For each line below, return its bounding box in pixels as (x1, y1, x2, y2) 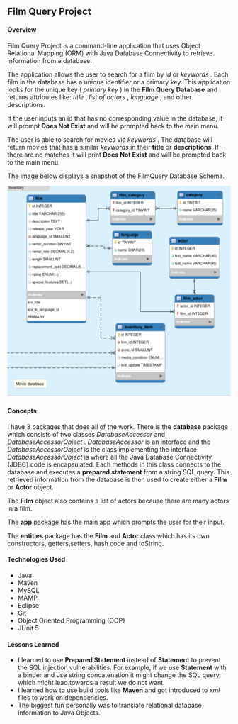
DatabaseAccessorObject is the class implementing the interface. (7, 445, 199, 453)
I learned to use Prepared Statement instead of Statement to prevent (17, 656, 221, 664)
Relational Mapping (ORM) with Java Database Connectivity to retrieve (7, 49, 214, 57)
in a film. (7, 503, 33, 513)
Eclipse (17, 601, 40, 609)
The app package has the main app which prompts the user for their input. (7, 518, 225, 526)
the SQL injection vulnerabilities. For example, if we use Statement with (17, 663, 227, 672)
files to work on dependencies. (17, 694, 108, 702)
